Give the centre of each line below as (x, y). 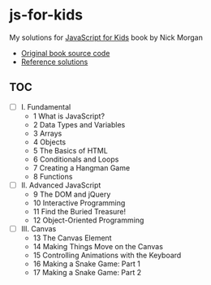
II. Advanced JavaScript (61, 185)
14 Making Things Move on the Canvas (98, 246)
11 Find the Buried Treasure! (80, 211)
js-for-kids (46, 15)
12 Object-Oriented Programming (88, 220)
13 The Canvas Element (72, 238)
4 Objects (50, 142)
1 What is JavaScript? (69, 116)
